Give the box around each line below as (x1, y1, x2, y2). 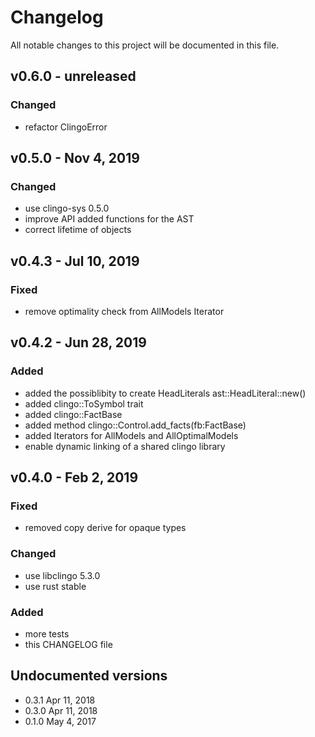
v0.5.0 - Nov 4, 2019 (10, 150, 140, 167)
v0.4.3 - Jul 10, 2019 (10, 252, 140, 270)
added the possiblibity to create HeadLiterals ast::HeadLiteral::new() (24, 387, 307, 399)
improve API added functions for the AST (24, 213, 195, 225)
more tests (24, 627, 70, 640)
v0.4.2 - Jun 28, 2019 (10, 334, 147, 351)
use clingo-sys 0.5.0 (24, 202, 110, 215)
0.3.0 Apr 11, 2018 (24, 704, 98, 716)
